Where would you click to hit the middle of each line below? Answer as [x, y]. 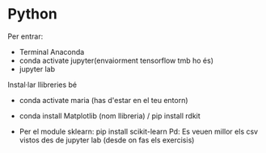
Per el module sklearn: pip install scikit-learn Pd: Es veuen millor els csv [139, 131]
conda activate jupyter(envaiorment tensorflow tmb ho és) [116, 60]
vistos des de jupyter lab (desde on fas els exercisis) [107, 140]
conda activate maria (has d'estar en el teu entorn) [103, 100]
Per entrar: [25, 36]
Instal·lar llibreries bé [42, 85]
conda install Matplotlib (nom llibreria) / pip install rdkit [110, 116]
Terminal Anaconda [52, 52]
